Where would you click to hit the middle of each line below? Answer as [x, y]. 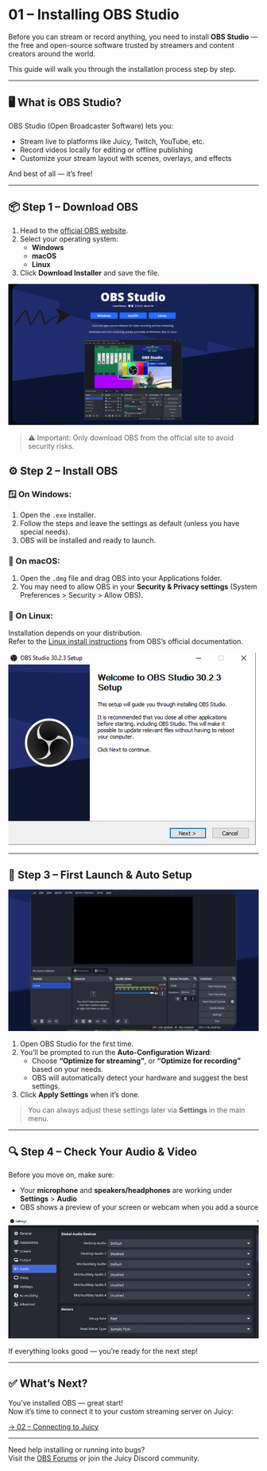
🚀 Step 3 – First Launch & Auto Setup [100, 875]
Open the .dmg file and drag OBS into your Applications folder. [121, 579]
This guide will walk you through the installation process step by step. [122, 69]
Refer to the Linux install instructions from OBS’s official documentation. [126, 641]
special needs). [45, 532]
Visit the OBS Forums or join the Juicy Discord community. [104, 1458]
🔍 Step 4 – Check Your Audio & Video [103, 1152]
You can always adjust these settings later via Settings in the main [136, 1110]
